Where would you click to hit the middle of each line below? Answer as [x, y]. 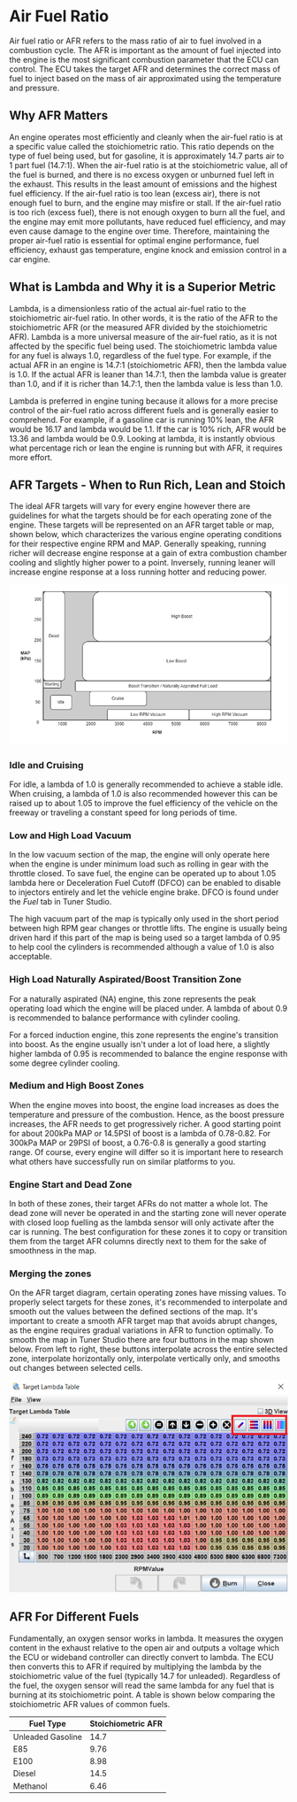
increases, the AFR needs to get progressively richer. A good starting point [145, 1124]
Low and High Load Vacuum [70, 836]
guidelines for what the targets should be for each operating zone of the [141, 516]
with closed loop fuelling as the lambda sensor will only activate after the [142, 1222]
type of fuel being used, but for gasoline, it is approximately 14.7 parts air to [147, 156]
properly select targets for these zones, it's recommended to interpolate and [148, 1302]
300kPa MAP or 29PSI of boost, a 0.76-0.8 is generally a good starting [138, 1143]
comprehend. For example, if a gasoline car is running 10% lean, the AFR [141, 420]
